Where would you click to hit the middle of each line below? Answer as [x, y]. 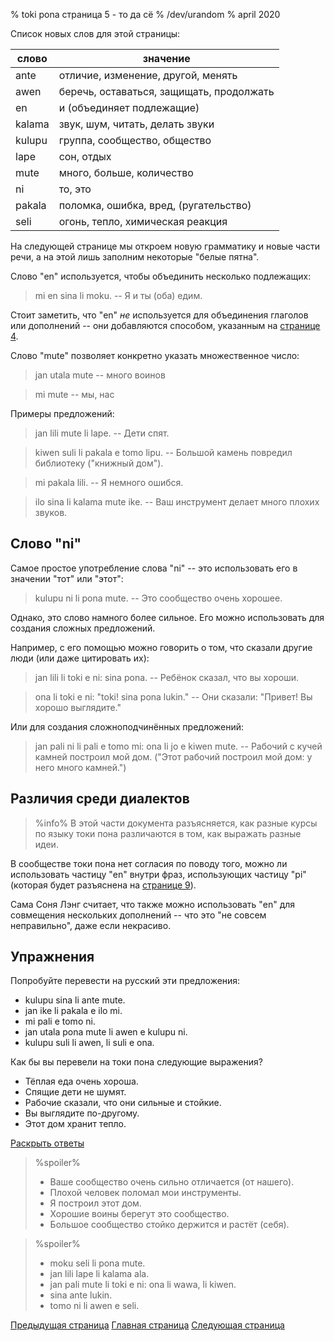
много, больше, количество [126, 172]
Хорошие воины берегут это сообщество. [139, 1214]
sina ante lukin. [81, 1295]
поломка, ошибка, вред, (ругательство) [155, 205]
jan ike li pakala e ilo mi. [73, 1011]
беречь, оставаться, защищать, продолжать [166, 91]
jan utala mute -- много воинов [100, 375]
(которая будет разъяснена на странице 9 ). [103, 885]
